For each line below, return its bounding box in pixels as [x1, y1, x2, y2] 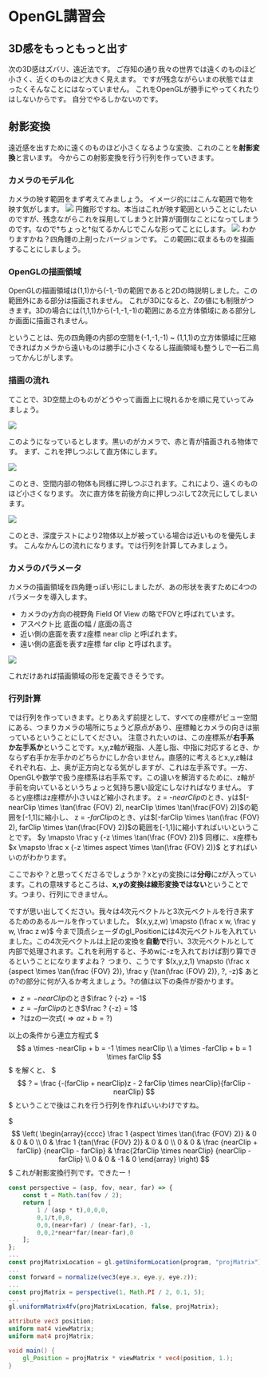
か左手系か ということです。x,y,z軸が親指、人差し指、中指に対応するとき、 [8, 743, 253, 752]
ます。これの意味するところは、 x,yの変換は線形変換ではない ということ [8, 880, 242, 889]
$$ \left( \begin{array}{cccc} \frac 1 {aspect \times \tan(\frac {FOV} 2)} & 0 [11, 1129, 257, 1139]
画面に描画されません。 [14, 316, 93, 325]
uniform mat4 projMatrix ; [8, 1332, 94, 1340]
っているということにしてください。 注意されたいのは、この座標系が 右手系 [8, 732, 254, 742]
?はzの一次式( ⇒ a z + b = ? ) [19, 1013, 113, 1024]
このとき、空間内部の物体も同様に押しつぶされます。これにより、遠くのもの [8, 478, 258, 488]
